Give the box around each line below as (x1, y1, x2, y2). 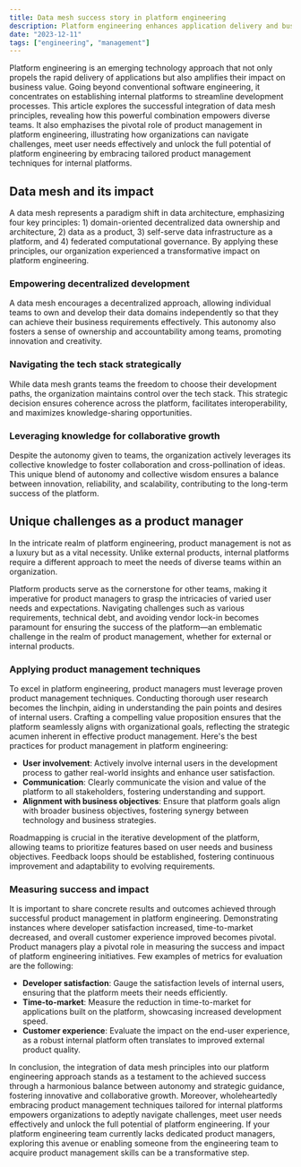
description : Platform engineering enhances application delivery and (9, 21, 279, 30)
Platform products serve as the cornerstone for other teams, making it (9, 583, 268, 594)
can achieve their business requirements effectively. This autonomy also (9, 317, 276, 328)
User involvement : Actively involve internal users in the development (21, 758, 278, 768)
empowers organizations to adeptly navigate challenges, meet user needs (9, 1110, 282, 1120)
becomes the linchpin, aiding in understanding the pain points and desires (9, 702, 282, 713)
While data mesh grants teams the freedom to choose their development (9, 378, 278, 390)
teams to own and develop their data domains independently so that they (9, 307, 279, 318)
